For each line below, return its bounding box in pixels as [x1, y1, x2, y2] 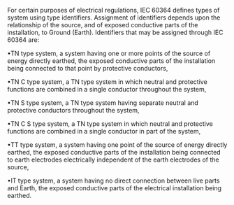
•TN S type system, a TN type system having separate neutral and [7, 99, 199, 107]
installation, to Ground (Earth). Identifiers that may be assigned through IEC [7, 28, 224, 36]
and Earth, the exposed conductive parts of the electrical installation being [7, 184, 222, 192]
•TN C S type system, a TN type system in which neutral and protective [7, 120, 213, 128]
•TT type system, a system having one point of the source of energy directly [7, 141, 228, 149]
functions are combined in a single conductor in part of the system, [7, 127, 201, 135]
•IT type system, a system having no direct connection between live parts [7, 176, 220, 185]
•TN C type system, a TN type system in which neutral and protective [7, 78, 207, 86]
